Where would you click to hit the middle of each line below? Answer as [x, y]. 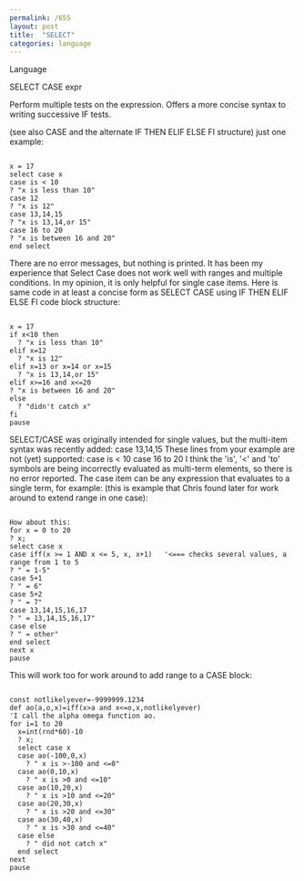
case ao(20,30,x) [51, 804]
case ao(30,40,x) [51, 820]
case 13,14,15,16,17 [49, 611]
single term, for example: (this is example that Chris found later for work [144, 488]
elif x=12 [28, 351]
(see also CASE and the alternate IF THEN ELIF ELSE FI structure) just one [148, 132]
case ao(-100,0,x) [53, 756]
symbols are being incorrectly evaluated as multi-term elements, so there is [151, 469]
